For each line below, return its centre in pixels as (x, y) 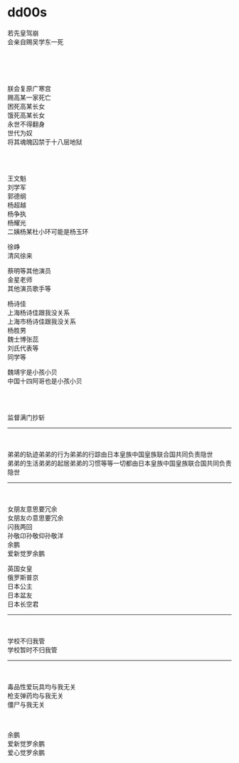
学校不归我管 (26, 641)
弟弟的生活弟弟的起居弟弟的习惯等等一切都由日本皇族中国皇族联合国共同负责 (119, 463)
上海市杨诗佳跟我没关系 (42, 321)
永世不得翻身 (26, 124)
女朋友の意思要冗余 (36, 518)
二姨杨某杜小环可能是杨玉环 (48, 231)
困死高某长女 (26, 106)
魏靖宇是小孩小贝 (32, 372)
